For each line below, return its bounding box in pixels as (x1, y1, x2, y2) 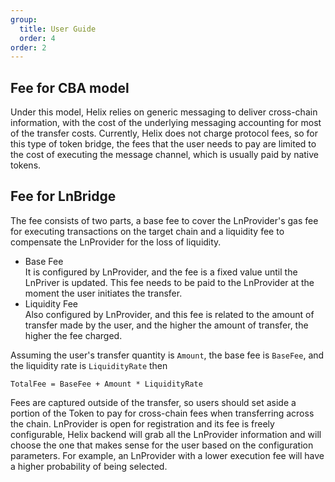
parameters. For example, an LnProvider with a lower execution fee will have (10, 449, 325, 461)
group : (10, 14, 38, 25)
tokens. (10, 159, 42, 171)
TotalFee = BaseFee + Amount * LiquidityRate (10, 379, 203, 389)
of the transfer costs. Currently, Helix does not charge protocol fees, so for (10, 127, 318, 140)
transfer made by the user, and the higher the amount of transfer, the (24, 319, 309, 331)
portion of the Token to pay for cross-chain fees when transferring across (10, 407, 315, 419)
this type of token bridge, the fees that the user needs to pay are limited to (10, 138, 317, 150)
